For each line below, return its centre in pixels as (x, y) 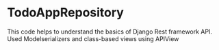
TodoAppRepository (66, 13)
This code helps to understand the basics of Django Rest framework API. (109, 32)
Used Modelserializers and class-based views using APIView (93, 38)
